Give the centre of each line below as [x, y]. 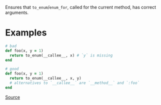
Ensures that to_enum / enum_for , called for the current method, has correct [81, 7]
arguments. [17, 12]
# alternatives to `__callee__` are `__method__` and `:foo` [75, 83]
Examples [26, 33]
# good [12, 69]
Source [12, 97]
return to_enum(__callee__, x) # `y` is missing [61, 55]
